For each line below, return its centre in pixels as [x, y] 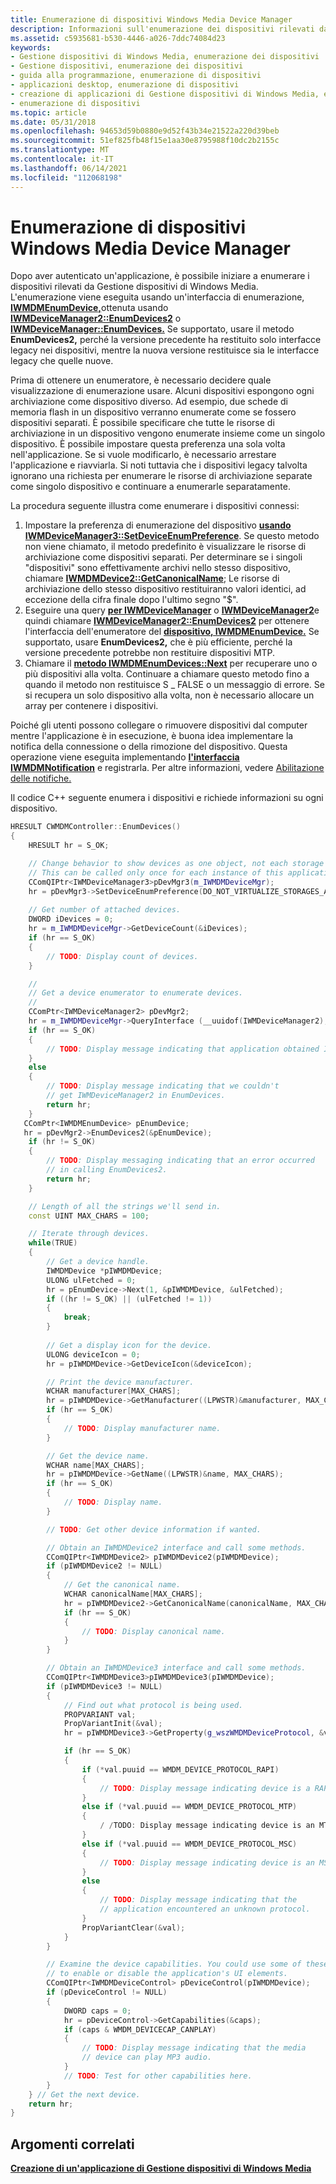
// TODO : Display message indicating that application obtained [183, 1049]
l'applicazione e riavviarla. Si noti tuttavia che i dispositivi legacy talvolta [159, 465]
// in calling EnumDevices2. [107, 1170]
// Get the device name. [98, 1456]
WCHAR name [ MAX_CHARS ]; [95, 1465]
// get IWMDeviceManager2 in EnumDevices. [136, 1096]
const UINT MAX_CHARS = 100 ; [89, 1216]
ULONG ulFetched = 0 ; [91, 1280]
